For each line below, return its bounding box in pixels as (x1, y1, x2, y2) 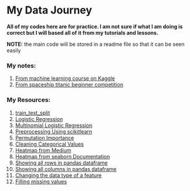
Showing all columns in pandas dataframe (15, 165, 117, 172)
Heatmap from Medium (15, 146, 72, 153)
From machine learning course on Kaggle (15, 75, 115, 82)
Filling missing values (15, 177, 67, 185)
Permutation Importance (15, 134, 74, 141)
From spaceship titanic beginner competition (15, 81, 124, 88)
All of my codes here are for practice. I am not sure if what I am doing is (6, 23, 183, 30)
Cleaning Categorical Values (15, 140, 84, 148)
